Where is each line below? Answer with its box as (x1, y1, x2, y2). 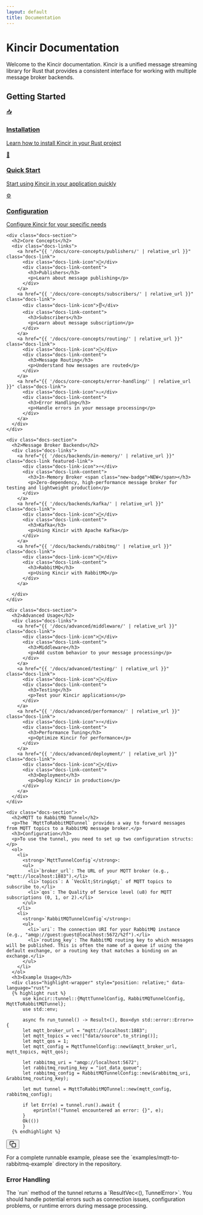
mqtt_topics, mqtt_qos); (6, 1049, 69, 1055)
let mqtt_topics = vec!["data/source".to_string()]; (22, 1033, 159, 1039)
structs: (171, 836, 194, 842)
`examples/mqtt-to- (130, 1154, 180, 1161)
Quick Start (6, 166, 41, 175)
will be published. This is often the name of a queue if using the (6, 943, 183, 949)
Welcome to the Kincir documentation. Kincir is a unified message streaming (6, 61, 198, 68)
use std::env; (22, 1006, 59, 1012)
